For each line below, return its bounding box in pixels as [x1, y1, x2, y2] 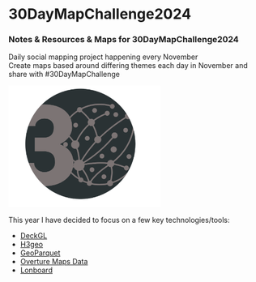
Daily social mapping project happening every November [8, 52, 198, 62]
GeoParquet [19, 248, 61, 258]
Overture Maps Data [19, 256, 88, 266]
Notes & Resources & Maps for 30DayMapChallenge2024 [8, 34, 239, 45]
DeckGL [19, 230, 48, 240]
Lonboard [19, 265, 53, 275]
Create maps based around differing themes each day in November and [8, 61, 249, 70]
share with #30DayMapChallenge [8, 70, 120, 79]
